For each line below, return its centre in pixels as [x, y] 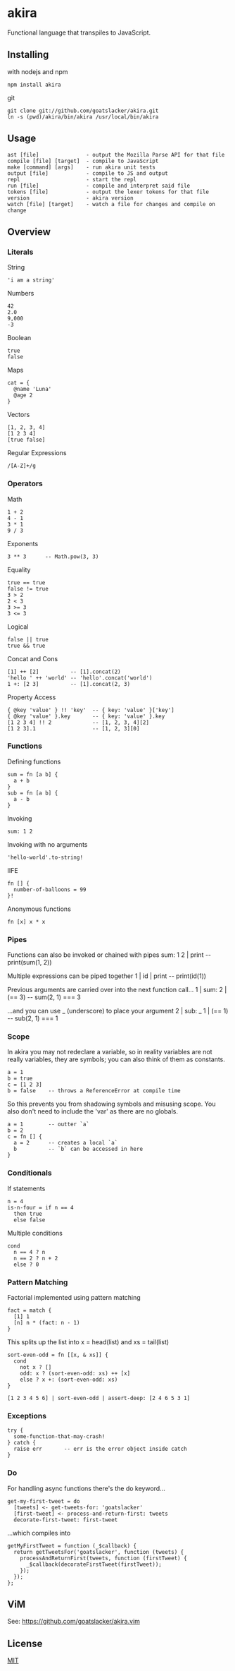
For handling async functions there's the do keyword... [86, 1488]
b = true [20, 1079]
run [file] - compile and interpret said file [99, 186]
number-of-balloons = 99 [50, 889]
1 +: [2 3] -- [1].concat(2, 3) [69, 684]
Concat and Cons [33, 658]
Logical [18, 627]
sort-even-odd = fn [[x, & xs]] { [58, 1355]
